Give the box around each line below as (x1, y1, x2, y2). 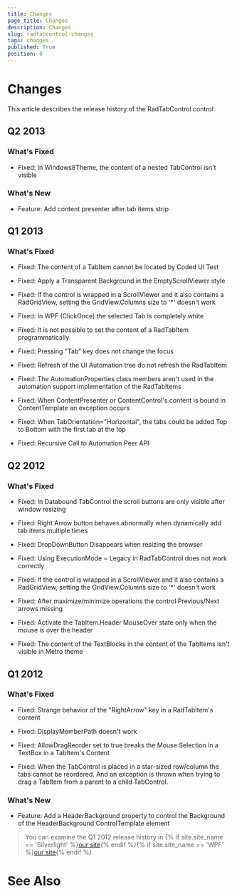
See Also (7, 873, 61, 889)
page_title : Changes (7, 17, 69, 24)
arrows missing (17, 605, 63, 613)
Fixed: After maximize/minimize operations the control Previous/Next (17, 597, 220, 605)
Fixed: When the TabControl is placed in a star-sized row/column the (17, 762, 219, 771)
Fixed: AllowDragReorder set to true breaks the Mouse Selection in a (17, 740, 219, 750)
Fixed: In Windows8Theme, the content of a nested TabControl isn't (17, 163, 216, 171)
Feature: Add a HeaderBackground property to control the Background (17, 812, 226, 820)
